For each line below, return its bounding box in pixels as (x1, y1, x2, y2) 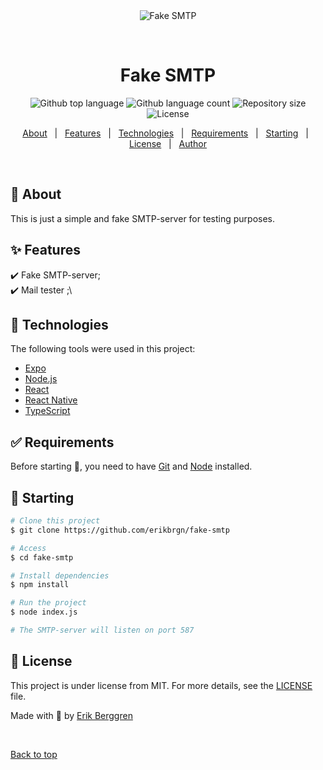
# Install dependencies (10, 570, 110, 581)
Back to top (10, 748, 58, 760)
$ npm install (10, 580, 70, 590)
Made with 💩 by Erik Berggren (10, 709, 133, 721)
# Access (10, 543, 47, 553)
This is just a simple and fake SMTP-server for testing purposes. (10, 212, 276, 224)
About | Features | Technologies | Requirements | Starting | (22, 127, 309, 139)
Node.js (24, 373, 58, 385)
